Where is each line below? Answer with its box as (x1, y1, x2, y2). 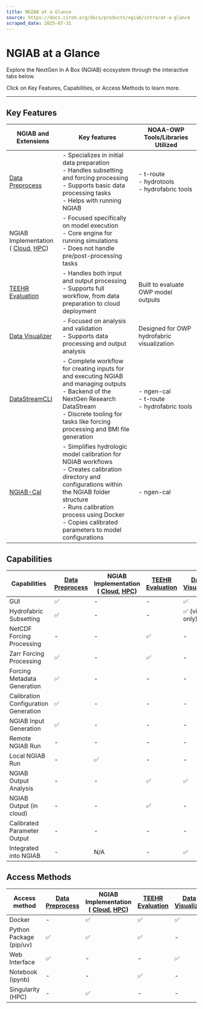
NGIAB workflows (62, 458, 113, 466)
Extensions (16, 137, 50, 145)
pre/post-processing (62, 252, 123, 260)
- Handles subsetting (62, 166, 123, 174)
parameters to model (62, 526, 122, 534)
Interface (9, 958, 35, 966)
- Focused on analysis (62, 317, 126, 325)
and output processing (62, 277, 127, 285)
